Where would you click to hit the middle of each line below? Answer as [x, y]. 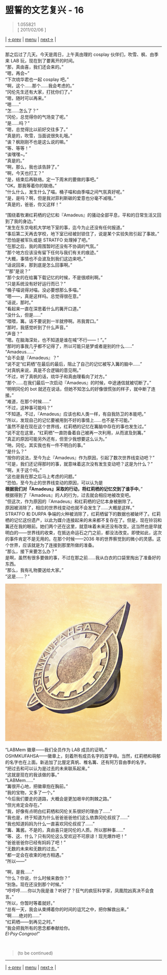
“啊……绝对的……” [23, 916]
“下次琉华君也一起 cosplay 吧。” [37, 79]
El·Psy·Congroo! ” [23, 934]
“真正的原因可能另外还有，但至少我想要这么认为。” [56, 439]
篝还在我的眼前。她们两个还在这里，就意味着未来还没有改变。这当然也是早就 [83, 526]
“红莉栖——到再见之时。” [30, 922]
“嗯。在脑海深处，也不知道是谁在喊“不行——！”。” [56, 340]
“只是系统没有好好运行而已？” [36, 283]
